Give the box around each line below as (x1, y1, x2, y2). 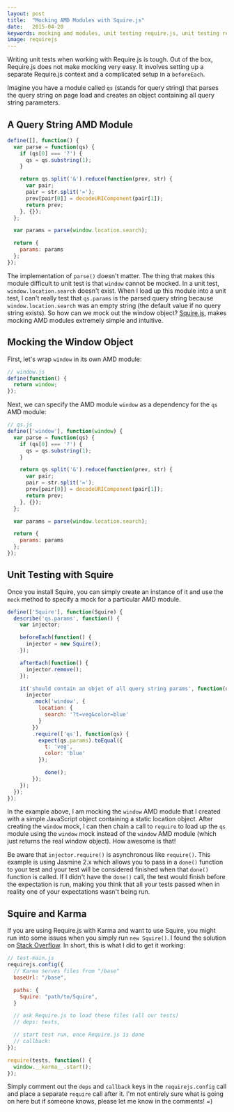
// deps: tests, (13, 1019, 61, 1026)
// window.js (7, 368, 45, 375)
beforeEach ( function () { (19, 634, 92, 641)
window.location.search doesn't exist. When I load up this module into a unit (7, 287, 226, 295)
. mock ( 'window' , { (32, 698, 86, 705)
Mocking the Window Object (7, 336, 134, 349)
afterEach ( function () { (19, 660, 89, 667)
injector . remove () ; (25, 666, 82, 673)
